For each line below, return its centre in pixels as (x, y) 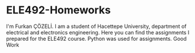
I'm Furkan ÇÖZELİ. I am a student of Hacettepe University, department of (96, 26)
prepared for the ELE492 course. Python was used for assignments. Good (96, 38)
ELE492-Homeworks (58, 10)
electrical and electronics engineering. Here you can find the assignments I (98, 32)
